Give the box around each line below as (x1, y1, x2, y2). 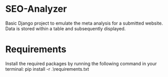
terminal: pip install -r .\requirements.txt (5, 66, 90, 72)
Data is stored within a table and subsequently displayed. (5, 25, 126, 31)
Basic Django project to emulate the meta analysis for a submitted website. (5, 20, 163, 26)
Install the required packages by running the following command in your (5, 60, 157, 67)
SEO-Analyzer (5, 3, 67, 15)
